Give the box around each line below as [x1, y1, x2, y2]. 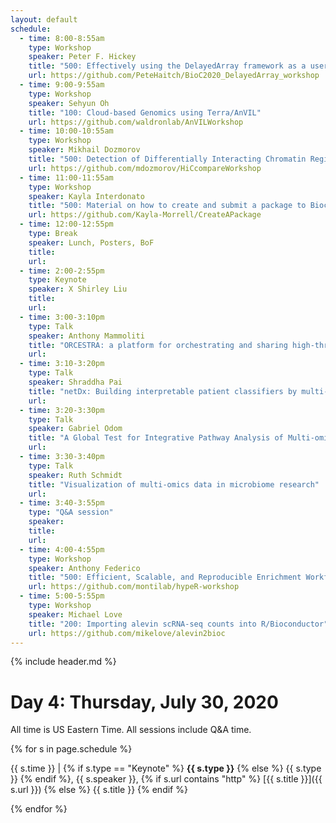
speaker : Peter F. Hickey [28, 52, 137, 62]
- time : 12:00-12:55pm [19, 219, 114, 230]
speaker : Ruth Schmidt [28, 470, 123, 480]
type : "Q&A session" [28, 507, 114, 518]
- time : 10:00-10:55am [19, 126, 114, 136]
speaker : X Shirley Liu [28, 284, 128, 295]
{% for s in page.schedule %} [10, 743, 133, 755]
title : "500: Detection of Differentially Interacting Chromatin [28, 154, 307, 164]
